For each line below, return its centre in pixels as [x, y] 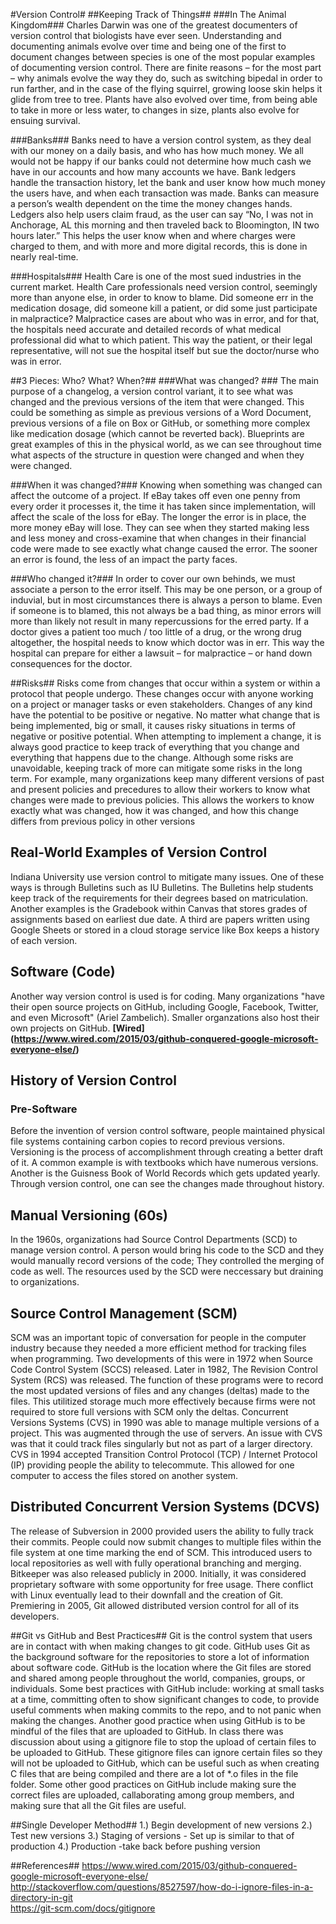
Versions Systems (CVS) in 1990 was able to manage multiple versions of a [165, 1422]
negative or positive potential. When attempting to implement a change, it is [166, 736]
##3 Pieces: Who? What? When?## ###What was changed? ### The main [165, 380]
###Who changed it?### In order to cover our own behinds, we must [153, 578]
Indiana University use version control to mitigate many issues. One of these [167, 876]
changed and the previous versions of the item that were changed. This [157, 402]
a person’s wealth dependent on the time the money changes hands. [151, 203]
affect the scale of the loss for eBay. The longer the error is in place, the [158, 517]
